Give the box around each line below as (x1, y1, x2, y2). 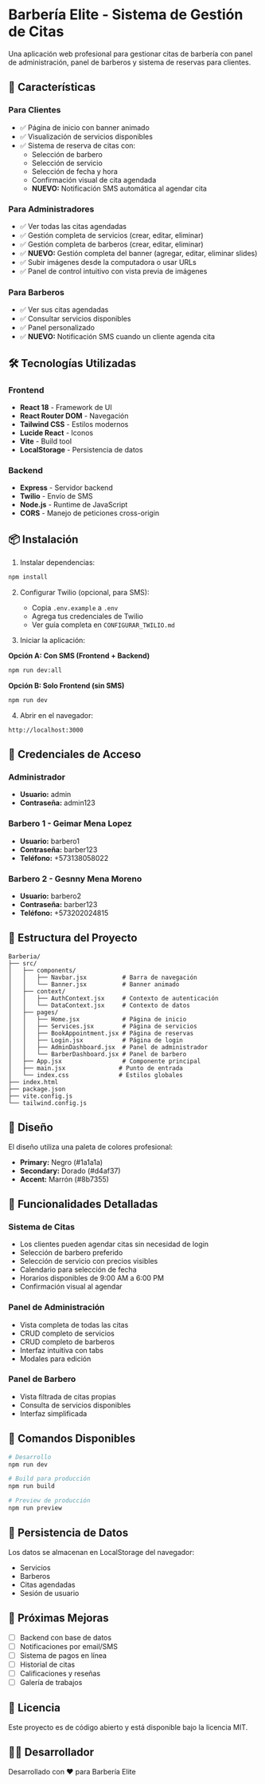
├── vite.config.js (8, 1091, 73, 1100)
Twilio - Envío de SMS (19, 491, 93, 501)
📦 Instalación (8, 532, 79, 546)
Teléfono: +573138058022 (19, 853, 109, 862)
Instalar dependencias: (19, 558, 95, 567)
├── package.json (8, 1085, 66, 1093)
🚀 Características (8, 81, 96, 94)
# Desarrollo (8, 1453, 52, 1461)
